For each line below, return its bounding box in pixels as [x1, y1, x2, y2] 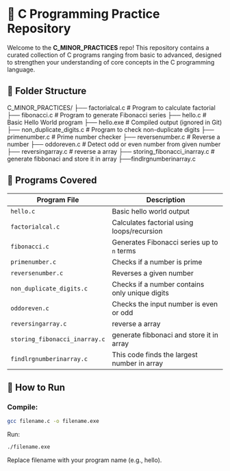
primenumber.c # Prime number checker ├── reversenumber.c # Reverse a [7, 133, 220, 141]
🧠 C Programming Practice [7, 6, 160, 22]
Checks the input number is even [112, 299, 218, 308]
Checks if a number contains [112, 279, 205, 289]
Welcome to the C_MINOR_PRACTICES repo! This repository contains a [7, 43, 209, 51]
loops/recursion [112, 226, 163, 235]
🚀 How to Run [7, 381, 66, 393]
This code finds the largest [112, 349, 199, 359]
